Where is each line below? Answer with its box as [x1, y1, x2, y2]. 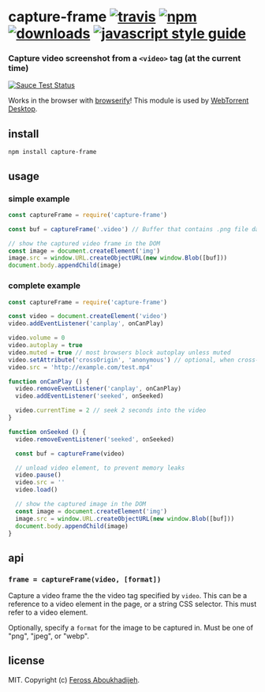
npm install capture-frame [8, 148, 97, 156]
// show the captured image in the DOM [15, 500, 147, 508]
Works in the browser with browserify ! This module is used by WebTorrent [8, 95, 249, 106]
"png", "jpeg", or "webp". [8, 631, 89, 641]
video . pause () [15, 471, 62, 479]
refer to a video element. [8, 608, 88, 617]
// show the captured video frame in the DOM [8, 239, 160, 248]
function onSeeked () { [8, 428, 87, 436]
